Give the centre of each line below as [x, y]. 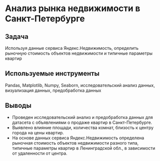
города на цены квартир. [38, 132]
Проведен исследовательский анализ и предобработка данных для [82, 117]
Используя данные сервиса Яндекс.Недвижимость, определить [72, 48]
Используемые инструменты [52, 74]
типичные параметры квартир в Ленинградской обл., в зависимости [84, 148]
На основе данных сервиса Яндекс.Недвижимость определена [78, 138]
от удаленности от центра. [40, 153]
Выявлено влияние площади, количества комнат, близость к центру [83, 127]
